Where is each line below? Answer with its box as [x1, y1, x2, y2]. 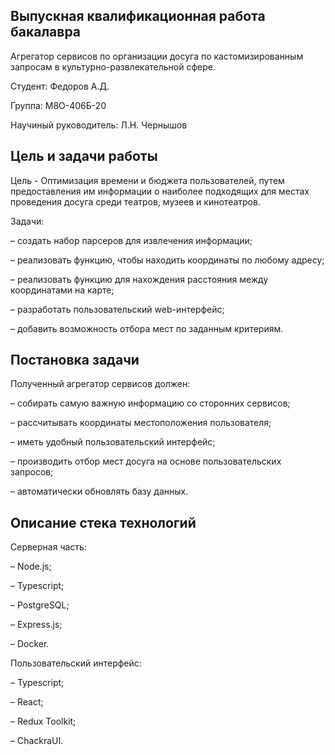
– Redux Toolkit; [10, 715, 77, 728]
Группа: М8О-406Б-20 [10, 99, 107, 111]
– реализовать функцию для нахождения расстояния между [10, 273, 269, 285]
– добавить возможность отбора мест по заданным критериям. [10, 322, 284, 334]
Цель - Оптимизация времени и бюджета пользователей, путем [10, 174, 285, 186]
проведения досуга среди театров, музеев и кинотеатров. [10, 195, 261, 208]
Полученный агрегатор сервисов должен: [10, 378, 191, 390]
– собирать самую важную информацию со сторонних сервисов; [10, 397, 291, 409]
